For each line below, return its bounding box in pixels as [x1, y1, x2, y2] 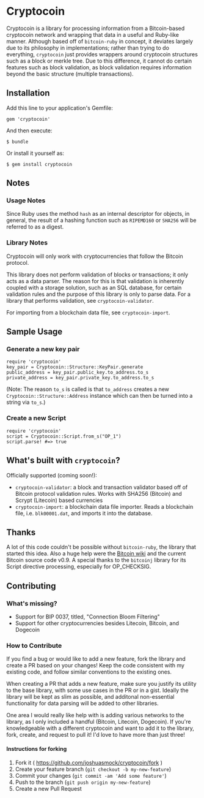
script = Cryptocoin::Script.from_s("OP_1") [6, 433, 122, 439]
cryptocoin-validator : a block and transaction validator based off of [15, 483, 188, 491]
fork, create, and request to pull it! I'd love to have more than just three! [6, 731, 185, 739]
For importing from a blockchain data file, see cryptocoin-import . [6, 308, 170, 316]
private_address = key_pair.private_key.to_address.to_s [6, 375, 155, 381]
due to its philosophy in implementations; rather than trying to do [6, 44, 170, 51]
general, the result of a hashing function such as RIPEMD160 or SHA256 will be [6, 216, 197, 224]
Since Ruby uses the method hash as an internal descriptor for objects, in [6, 210, 190, 218]
